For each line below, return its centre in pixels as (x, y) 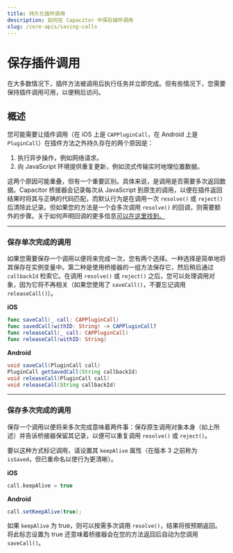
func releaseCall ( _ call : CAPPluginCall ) (68, 333)
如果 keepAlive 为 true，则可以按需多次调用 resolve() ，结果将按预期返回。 (114, 526)
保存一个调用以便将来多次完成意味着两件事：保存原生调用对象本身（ (104, 427)
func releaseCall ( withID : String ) (57, 340)
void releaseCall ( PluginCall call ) (59, 378)
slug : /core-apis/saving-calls (52, 26)
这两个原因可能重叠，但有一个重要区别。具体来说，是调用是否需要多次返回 (113, 181)
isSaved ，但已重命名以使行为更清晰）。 (62, 459)
